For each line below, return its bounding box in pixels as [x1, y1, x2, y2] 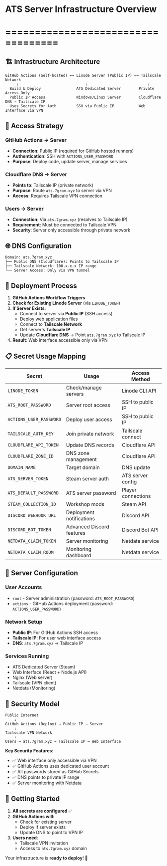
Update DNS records [66, 441, 115, 448]
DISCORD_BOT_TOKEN [7, 527, 51, 532]
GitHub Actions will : [12, 813, 55, 819]
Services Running [5, 652, 49, 659]
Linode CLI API [121, 387, 157, 394]
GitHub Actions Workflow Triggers [12, 295, 85, 301]
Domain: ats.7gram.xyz [5, 255, 52, 260]
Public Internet [5, 713, 39, 718]
